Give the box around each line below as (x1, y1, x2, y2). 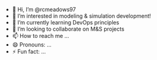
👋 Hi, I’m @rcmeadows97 (12, 6, 76, 13)
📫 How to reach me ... (12, 32, 69, 39)
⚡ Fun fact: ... (12, 48, 46, 55)
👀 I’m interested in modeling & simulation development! (12, 12, 151, 20)
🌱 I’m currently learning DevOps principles (12, 19, 120, 26)
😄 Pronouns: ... (12, 41, 52, 48)
